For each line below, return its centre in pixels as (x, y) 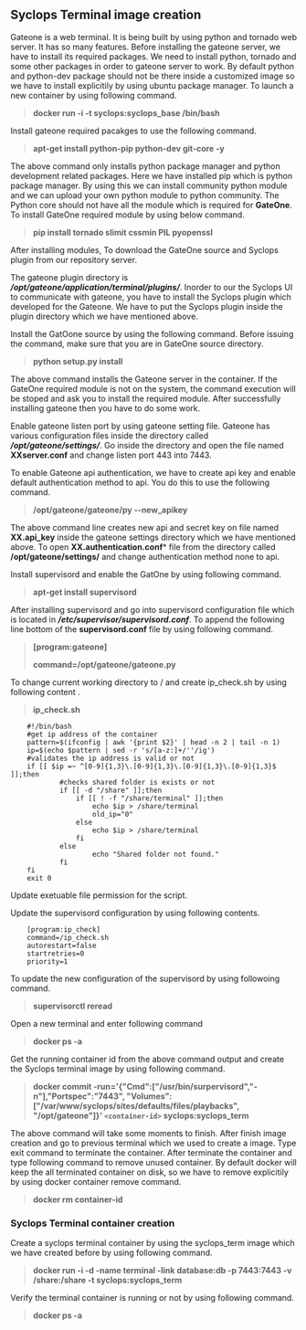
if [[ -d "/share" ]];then (111, 790)
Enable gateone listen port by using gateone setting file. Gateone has (140, 426)
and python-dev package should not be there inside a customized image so (153, 76)
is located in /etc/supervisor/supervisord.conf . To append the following (148, 619)
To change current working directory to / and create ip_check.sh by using (148, 682)
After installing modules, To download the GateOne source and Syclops (145, 249)
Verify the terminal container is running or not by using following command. (153, 1298)
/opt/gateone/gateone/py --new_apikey (110, 510)
